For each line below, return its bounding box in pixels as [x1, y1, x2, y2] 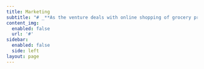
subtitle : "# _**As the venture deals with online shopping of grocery [6, 14, 191, 20]
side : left [12, 48, 39, 54]
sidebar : [6, 37, 29, 43]
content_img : [6, 20, 39, 26]
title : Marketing [6, 8, 50, 15]
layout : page [6, 53, 39, 59]
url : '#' [12, 31, 34, 37]
